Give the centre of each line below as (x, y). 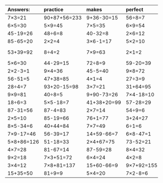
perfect (135, 9)
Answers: (19, 9)
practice (53, 9)
